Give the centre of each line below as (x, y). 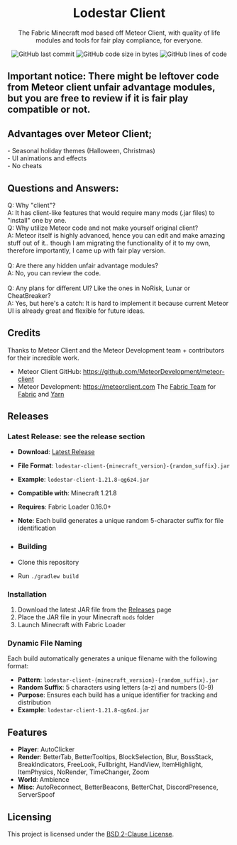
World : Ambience (43, 780)
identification (37, 528)
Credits (24, 333)
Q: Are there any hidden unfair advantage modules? (83, 265)
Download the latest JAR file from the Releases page (94, 610)
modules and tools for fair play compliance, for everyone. (119, 40)
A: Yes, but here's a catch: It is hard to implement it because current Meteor (118, 303)
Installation (27, 594)
